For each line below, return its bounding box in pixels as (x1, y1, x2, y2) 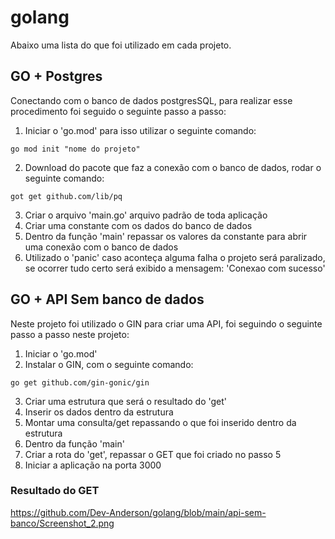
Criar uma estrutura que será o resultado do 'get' (24, 395, 228, 407)
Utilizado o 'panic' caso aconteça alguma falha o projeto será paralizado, (24, 251, 326, 263)
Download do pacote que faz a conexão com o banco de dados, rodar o (24, 161, 322, 173)
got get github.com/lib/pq (10, 191, 123, 201)
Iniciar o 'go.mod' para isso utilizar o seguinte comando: (24, 124, 257, 136)
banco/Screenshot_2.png (10, 517, 115, 529)
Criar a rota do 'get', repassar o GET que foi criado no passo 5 (24, 448, 282, 460)
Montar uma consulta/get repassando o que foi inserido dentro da (24, 416, 297, 428)
